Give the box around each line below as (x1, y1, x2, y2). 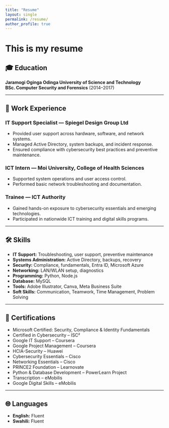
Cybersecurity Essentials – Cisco (12, 354, 81, 360)
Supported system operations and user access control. (12, 176, 127, 182)
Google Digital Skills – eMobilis (12, 380, 76, 386)
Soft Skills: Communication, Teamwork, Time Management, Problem (12, 289, 155, 295)
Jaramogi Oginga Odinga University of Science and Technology (5, 79, 141, 85)
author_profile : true (5, 21, 51, 27)
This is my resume (5, 43, 83, 54)
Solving (12, 294, 29, 300)
